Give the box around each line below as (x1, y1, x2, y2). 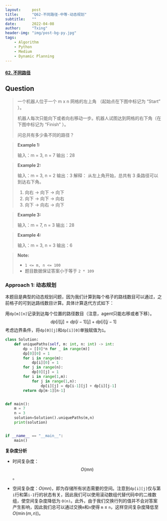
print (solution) (14, 420, 48, 425)
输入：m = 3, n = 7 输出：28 (17, 152, 75, 158)
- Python (14, 44, 32, 49)
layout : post (5, 7, 41, 12)
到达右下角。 (17, 178, 44, 184)
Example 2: (17, 162, 41, 168)
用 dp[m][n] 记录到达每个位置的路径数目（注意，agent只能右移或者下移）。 (5, 311, 155, 317)
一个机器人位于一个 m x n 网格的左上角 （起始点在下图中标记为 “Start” (17, 98, 161, 104)
